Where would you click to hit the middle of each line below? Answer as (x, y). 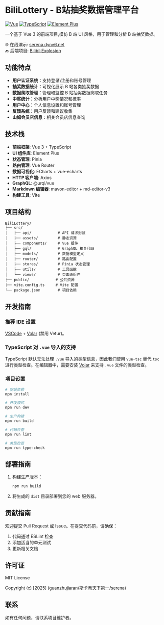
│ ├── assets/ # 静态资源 (41, 238)
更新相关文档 (25, 548)
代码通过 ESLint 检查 (33, 536)
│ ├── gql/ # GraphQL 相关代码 (50, 249)
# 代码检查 (15, 430)
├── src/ (14, 228)
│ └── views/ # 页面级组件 (43, 275)
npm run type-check (25, 448)
